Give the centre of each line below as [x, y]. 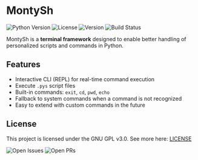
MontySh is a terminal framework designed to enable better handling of [96, 39]
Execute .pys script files [45, 85]
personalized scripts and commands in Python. [65, 45]
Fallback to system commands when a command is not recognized [98, 98]
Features [23, 65]
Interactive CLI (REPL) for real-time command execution [85, 79]
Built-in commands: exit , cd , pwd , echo [62, 92]
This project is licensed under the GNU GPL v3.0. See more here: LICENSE [99, 138]
